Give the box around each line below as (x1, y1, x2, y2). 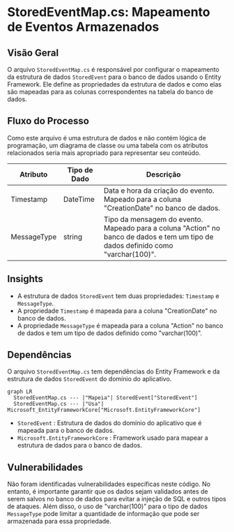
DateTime (63, 194, 95, 204)
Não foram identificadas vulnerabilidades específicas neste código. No (7, 480, 211, 489)
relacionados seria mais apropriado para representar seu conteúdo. (7, 148, 201, 157)
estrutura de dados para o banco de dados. (17, 441, 143, 450)
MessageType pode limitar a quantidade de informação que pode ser (7, 510, 200, 518)
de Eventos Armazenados (7, 19, 159, 35)
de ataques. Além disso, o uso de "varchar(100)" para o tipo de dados (7, 502, 208, 510)
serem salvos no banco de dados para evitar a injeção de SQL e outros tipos (7, 495, 226, 503)
